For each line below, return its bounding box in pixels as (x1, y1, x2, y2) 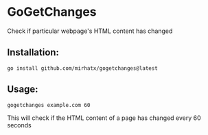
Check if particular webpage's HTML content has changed (7, 27, 173, 35)
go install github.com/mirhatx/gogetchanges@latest (7, 64, 158, 72)
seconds (7, 121, 32, 129)
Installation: (7, 47, 60, 58)
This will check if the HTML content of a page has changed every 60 (7, 114, 201, 122)
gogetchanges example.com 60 (7, 101, 91, 108)
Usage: (7, 84, 39, 95)
